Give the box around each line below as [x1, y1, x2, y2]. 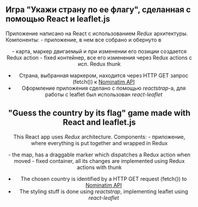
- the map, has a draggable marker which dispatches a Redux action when [8, 151, 191, 158]
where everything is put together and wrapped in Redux [31, 139, 168, 146]
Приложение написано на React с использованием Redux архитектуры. [5, 30, 188, 37]
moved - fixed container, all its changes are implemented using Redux [14, 157, 185, 164]
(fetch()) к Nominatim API [73, 78, 135, 85]
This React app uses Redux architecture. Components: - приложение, [13, 133, 186, 140]
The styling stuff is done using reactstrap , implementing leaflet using [19, 187, 188, 195]
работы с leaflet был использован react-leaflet [45, 90, 163, 98]
